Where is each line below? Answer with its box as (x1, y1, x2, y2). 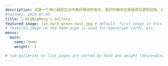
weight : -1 (14, 44, 37, 49)
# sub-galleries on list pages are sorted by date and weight (5, 53, 137, 58)
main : (9, 35, 21, 40)
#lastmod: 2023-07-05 (5, 12, 50, 17)
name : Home (14, 40, 37, 45)
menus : (5, 30, 19, 35)
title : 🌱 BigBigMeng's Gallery (5, 16, 70, 21)
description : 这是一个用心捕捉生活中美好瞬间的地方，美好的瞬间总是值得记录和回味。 (5, 7, 161, 12)
